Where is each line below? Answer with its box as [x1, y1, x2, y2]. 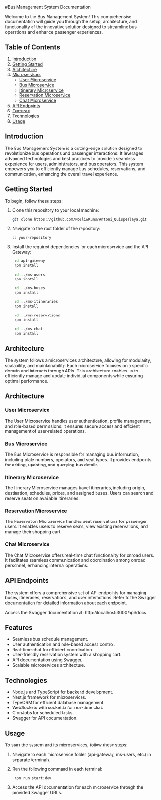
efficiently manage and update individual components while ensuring [5, 372, 143, 379]
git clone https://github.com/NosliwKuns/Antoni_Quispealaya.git [12, 217, 147, 222]
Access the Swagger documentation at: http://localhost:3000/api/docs [5, 609, 146, 615]
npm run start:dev [14, 776, 52, 781]
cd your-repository [12, 235, 52, 240]
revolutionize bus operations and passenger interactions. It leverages [5, 150, 144, 156]
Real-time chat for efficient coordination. [12, 647, 94, 652]
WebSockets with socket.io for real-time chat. [12, 705, 104, 710]
